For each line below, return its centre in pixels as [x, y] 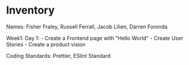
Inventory [30, 10]
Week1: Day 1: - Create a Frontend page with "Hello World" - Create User [95, 38]
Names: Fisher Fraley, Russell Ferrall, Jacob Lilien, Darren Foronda [87, 27]
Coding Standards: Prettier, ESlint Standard [58, 56]
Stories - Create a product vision [46, 44]
